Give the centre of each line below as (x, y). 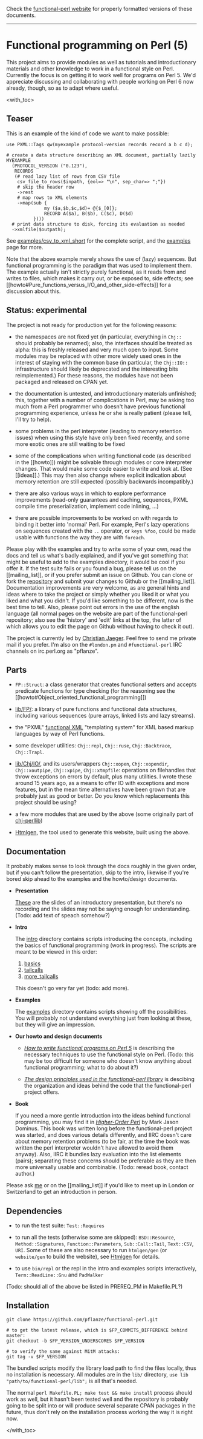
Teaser (20, 119)
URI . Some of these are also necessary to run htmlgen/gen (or (91, 1250)
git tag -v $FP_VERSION (36, 1356)
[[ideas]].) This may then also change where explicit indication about (100, 475)
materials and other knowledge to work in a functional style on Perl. (90, 69)
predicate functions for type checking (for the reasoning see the (95, 691)
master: (16, 1335)
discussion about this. (34, 291)
